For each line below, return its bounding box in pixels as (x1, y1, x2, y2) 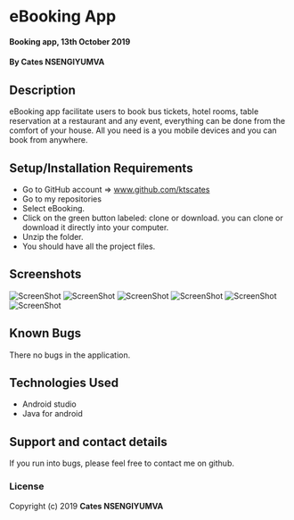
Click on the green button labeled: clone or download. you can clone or (21, 212, 283, 223)
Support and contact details (9, 434, 167, 450)
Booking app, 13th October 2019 (9, 36, 131, 46)
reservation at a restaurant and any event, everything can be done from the (9, 116, 286, 127)
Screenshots (9, 267, 82, 282)
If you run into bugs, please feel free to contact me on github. (9, 458, 234, 469)
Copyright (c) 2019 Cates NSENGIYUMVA (9, 500, 164, 511)
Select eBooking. (21, 203, 86, 213)
